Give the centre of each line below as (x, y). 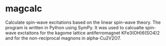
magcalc (24, 9)
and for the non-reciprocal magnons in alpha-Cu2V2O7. (63, 38)
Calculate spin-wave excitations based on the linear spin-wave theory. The (83, 22)
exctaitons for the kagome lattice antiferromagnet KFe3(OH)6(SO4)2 (89, 33)
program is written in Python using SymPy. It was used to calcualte (75, 27)
